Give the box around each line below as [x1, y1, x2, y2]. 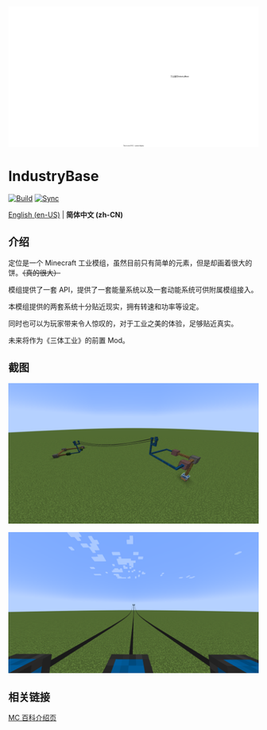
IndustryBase [8, 168, 99, 185]
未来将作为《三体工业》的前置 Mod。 [8, 335, 130, 345]
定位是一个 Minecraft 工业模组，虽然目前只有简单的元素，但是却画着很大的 [8, 257, 253, 268]
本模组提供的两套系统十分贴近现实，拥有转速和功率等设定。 [8, 301, 203, 311]
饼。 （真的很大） [8, 268, 61, 277]
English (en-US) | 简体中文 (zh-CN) [8, 210, 123, 219]
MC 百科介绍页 [8, 713, 57, 723]
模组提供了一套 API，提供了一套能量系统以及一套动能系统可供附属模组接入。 [8, 284, 258, 294]
